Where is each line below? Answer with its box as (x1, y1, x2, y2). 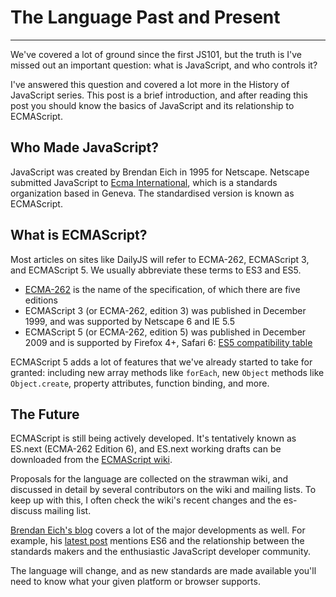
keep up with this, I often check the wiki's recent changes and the (10, 494, 282, 506)
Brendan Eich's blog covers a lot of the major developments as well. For (10, 524, 306, 536)
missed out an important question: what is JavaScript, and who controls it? (10, 59, 318, 71)
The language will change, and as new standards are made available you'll (10, 565, 317, 577)
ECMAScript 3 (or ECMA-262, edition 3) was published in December (24, 304, 307, 316)
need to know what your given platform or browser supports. (10, 576, 261, 588)
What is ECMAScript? (10, 227, 148, 244)
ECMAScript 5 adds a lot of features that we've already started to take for (10, 356, 313, 368)
